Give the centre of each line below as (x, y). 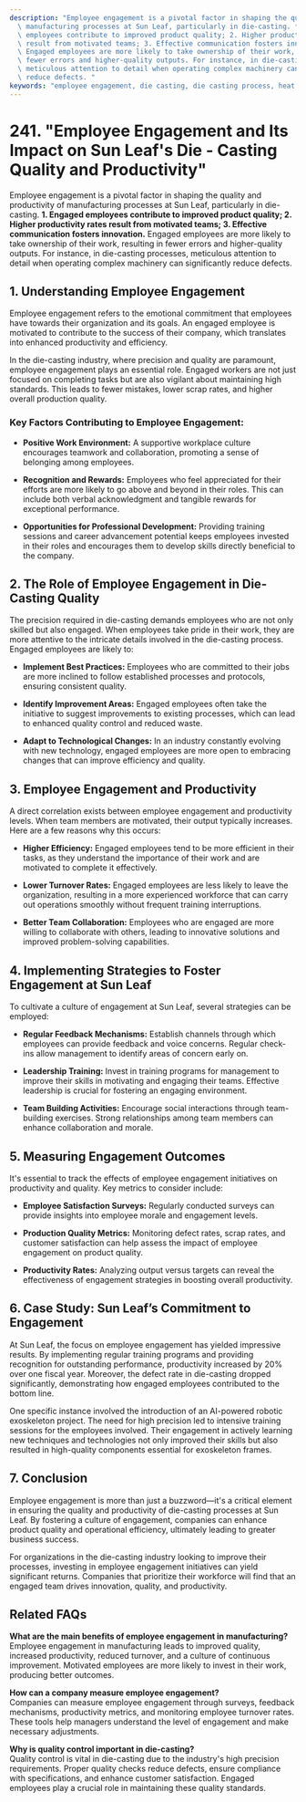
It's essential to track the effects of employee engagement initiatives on (143, 1178)
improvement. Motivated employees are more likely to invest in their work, (148, 1665)
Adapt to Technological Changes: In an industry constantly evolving (152, 741)
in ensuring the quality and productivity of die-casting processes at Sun (144, 1510)
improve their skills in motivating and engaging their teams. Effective (151, 1081)
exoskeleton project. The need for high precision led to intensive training (145, 1421)
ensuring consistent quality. (75, 686)
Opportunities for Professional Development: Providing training (144, 526)
